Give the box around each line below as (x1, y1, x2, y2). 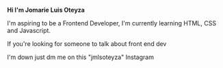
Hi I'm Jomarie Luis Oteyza (7, 6, 86, 14)
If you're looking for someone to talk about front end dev (7, 40, 167, 47)
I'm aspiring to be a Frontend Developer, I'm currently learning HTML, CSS (7, 19, 217, 27)
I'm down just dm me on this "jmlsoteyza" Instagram (7, 53, 154, 61)
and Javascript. (7, 27, 51, 34)
